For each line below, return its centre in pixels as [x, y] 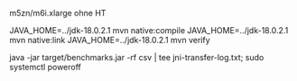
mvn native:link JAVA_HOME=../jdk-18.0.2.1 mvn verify [110, 40]
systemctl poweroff [45, 67]
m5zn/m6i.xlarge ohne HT [58, 13]
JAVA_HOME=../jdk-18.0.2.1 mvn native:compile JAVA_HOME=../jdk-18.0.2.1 [149, 30]
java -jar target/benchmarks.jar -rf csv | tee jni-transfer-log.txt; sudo [137, 57]
